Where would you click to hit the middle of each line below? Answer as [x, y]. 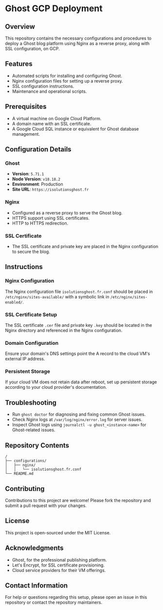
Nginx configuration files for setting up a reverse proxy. [67, 81]
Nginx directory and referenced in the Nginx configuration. [64, 330]
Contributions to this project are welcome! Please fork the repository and [78, 500]
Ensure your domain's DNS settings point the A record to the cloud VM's [78, 354]
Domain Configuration [32, 343]
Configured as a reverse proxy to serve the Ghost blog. [67, 212]
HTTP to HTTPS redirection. [40, 223]
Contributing [25, 489]
